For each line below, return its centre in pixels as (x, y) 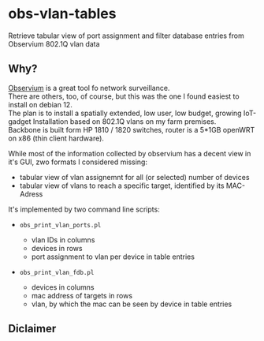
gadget (20, 121)
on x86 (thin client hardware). (56, 138)
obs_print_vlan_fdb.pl (57, 272)
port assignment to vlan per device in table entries (113, 257)
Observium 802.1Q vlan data (54, 43)
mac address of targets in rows (82, 295)
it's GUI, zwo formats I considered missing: (78, 162)
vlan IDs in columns (63, 240)
